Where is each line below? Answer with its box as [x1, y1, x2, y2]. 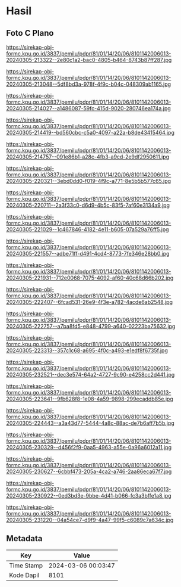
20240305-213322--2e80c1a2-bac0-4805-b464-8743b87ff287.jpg [6, 57, 172, 63]
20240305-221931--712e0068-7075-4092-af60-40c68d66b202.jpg [6, 274, 174, 281]
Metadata [6, 533, 43, 543]
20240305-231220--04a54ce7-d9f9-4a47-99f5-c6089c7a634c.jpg [6, 517, 174, 523]
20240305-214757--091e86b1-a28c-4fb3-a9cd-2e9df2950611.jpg [6, 153, 170, 160]
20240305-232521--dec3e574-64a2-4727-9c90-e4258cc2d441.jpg [6, 371, 175, 378]
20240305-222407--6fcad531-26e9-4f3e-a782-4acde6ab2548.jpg [6, 299, 173, 305]
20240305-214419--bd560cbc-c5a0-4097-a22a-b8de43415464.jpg [6, 129, 175, 136]
